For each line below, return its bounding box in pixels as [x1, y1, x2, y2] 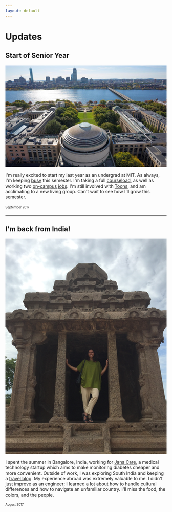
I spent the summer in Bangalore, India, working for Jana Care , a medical [5, 459, 159, 465]
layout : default [5, 8, 40, 13]
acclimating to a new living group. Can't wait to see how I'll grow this [5, 189, 150, 195]
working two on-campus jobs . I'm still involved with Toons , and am [5, 183, 146, 189]
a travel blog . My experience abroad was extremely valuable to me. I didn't [5, 475, 163, 481]
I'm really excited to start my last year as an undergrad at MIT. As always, [5, 172, 160, 178]
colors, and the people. [5, 491, 54, 498]
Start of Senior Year [5, 51, 70, 60]
